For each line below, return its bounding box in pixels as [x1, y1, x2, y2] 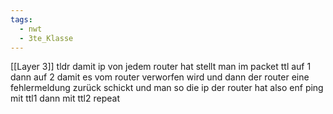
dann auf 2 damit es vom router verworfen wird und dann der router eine [10, 71, 310, 83]
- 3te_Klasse [19, 33, 74, 43]
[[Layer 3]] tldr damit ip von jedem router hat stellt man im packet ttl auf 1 [10, 61, 312, 73]
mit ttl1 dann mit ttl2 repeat [10, 92, 120, 105]
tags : [10, 14, 33, 25]
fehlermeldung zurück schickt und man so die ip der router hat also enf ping [10, 82, 324, 94]
